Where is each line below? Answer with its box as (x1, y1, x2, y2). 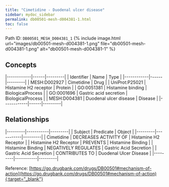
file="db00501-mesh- (100, 41, 146, 47)
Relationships (5, 115, 49, 124)
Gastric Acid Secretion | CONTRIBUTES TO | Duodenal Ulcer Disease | (5, 150, 151, 156)
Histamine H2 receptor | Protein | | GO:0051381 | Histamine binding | (5, 85, 147, 91)
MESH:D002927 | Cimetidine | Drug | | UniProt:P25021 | (30, 79, 146, 86)
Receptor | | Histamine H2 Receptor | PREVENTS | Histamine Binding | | (5, 139, 153, 145)
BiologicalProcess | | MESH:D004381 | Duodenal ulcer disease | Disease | (5, 95, 158, 101)
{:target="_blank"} (5, 176, 43, 182)
